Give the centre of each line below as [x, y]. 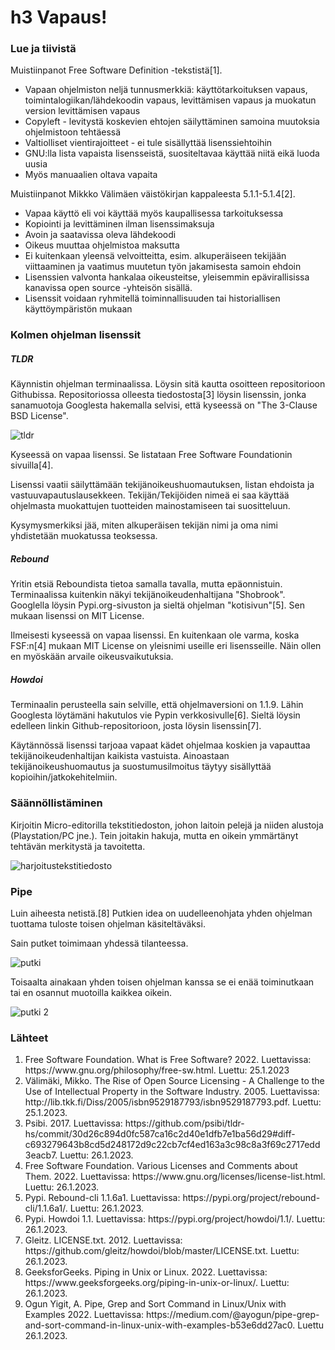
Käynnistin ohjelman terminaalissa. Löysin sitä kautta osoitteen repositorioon [168, 384]
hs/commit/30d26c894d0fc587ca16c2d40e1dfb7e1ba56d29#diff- [160, 1134]
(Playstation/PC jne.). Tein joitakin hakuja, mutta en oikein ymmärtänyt [154, 835]
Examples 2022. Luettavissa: [84, 1315]
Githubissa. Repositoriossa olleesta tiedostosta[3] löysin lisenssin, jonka [158, 395]
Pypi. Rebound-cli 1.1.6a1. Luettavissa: [102, 1198]
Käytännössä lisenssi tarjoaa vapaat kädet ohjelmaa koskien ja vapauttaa [160, 745]
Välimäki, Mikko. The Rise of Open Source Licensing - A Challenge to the [174, 1081]
